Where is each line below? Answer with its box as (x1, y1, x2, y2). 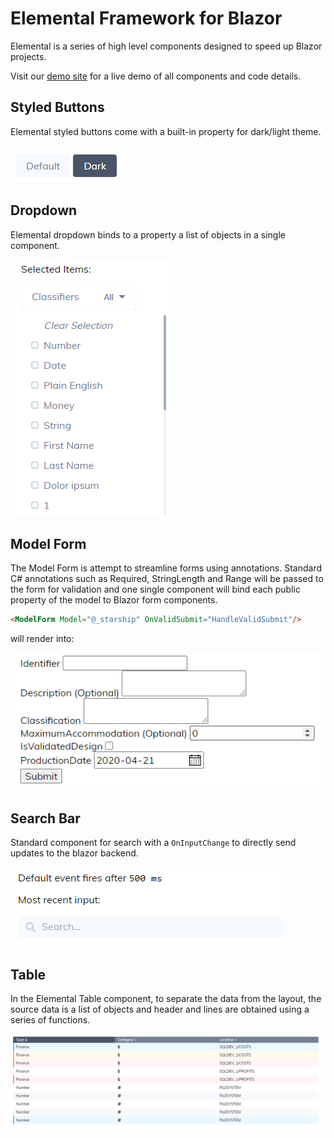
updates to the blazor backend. (10, 847, 139, 859)
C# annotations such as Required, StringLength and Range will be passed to (10, 573, 324, 585)
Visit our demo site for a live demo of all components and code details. (10, 70, 302, 82)
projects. (10, 50, 47, 62)
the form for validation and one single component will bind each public (10, 583, 301, 596)
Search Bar (10, 810, 81, 827)
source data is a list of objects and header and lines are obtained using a (10, 1003, 310, 1015)
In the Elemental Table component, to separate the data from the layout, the (10, 992, 322, 1004)
